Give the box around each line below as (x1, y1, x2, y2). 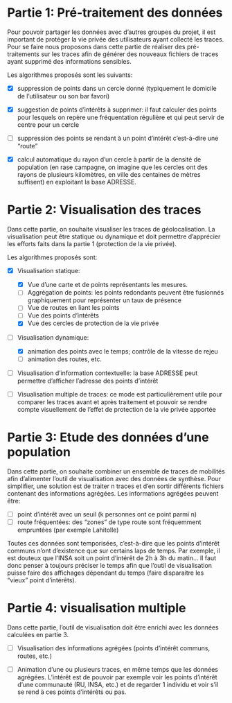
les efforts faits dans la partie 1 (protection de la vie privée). (7, 240, 177, 248)
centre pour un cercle (17, 121, 80, 129)
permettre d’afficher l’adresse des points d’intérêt (17, 376, 159, 385)
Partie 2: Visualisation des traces (7, 202, 202, 218)
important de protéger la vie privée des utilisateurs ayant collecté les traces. (7, 35, 224, 43)
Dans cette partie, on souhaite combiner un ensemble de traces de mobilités (7, 467, 225, 476)
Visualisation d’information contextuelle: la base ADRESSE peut (17, 369, 198, 377)
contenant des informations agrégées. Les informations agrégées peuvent (7, 489, 219, 497)
